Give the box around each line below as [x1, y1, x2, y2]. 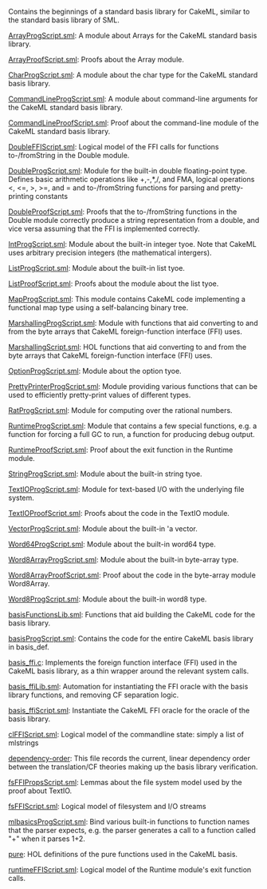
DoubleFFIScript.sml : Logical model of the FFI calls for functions [8, 142, 219, 151]
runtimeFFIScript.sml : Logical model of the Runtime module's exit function [8, 865, 252, 874]
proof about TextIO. [8, 786, 73, 796]
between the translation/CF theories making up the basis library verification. [8, 762, 258, 772]
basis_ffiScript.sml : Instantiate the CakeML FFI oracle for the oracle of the [8, 706, 250, 715]
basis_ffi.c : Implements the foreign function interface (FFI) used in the [8, 658, 238, 667]
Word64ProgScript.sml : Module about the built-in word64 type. [8, 539, 217, 549]
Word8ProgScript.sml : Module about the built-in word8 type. [8, 594, 207, 604]
